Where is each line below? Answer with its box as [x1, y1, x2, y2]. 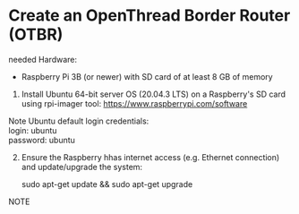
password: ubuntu [8, 134, 75, 145]
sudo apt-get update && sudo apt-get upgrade [21, 178, 193, 189]
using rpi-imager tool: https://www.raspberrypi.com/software [21, 98, 248, 108]
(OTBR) [8, 24, 64, 45]
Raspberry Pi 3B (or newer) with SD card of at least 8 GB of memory [21, 71, 274, 81]
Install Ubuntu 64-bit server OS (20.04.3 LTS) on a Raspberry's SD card [21, 89, 286, 99]
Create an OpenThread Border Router [8, 5, 291, 26]
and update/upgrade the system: [21, 161, 143, 172]
